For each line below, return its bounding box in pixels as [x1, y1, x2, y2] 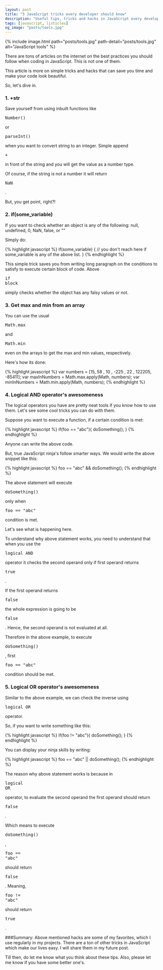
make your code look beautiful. [5, 73, 67, 79]
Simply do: [5, 237, 27, 243]
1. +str [5, 95, 20, 101]
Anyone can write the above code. [5, 441, 74, 447]
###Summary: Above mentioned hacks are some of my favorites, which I [5, 934, 151, 940]
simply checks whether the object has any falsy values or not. [5, 290, 129, 295]
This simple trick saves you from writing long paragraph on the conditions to [5, 261, 158, 267]
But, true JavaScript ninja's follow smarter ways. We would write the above [5, 450, 155, 456]
